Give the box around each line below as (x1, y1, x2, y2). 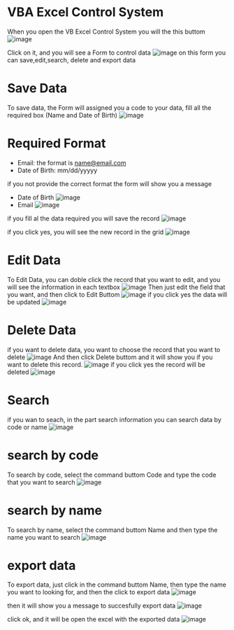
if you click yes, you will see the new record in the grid (7, 227, 164, 236)
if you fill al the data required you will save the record (7, 214, 160, 223)
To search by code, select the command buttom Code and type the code (7, 470, 217, 479)
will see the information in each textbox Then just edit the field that (7, 283, 226, 291)
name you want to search (7, 533, 80, 541)
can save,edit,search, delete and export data (7, 55, 136, 64)
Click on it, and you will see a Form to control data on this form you (7, 48, 226, 57)
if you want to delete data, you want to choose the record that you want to (7, 345, 221, 353)
